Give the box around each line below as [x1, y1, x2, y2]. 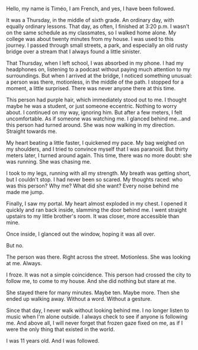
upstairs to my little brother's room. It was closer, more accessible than [6, 213, 180, 219]
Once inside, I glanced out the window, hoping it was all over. [6, 231, 155, 237]
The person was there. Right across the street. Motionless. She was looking [6, 253, 191, 260]
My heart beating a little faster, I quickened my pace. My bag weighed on [6, 139, 185, 146]
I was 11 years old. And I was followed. [6, 338, 100, 344]
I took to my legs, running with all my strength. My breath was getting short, [6, 170, 191, 177]
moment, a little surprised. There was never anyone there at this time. [6, 85, 176, 91]
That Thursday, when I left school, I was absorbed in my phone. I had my [6, 59, 184, 66]
